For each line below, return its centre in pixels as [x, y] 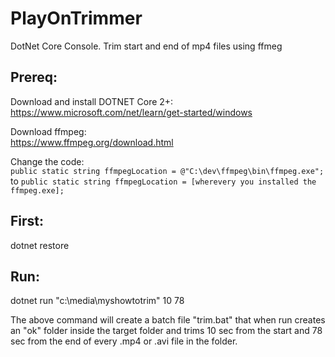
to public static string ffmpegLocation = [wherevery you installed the [163, 181]
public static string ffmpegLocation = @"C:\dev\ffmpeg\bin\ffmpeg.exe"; [167, 171]
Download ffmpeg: [48, 131]
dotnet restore [40, 245]
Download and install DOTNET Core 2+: [92, 101]
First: [27, 221]
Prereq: [34, 77]
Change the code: [47, 161]
